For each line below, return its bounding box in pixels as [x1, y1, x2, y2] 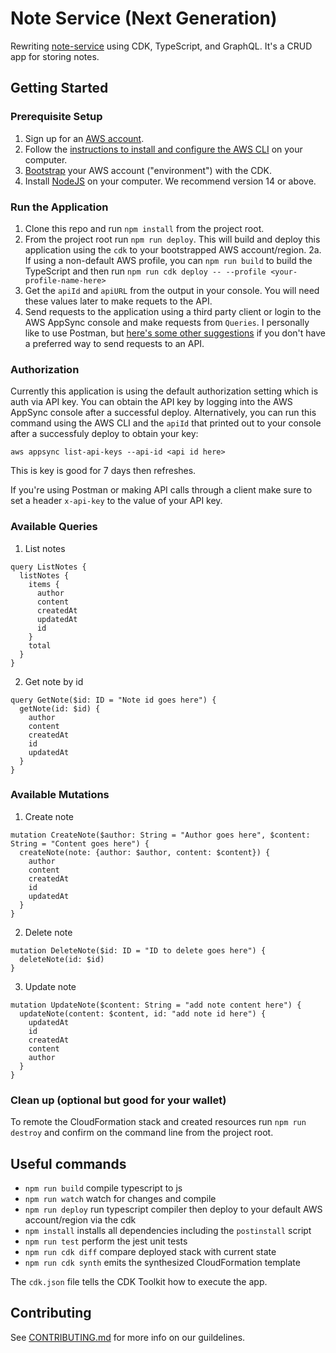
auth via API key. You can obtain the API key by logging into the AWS [10, 396, 293, 408]
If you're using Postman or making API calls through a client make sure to [10, 484, 313, 496]
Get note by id [24, 675, 84, 687]
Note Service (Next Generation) [10, 7, 278, 30]
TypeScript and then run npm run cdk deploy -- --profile [24, 265, 267, 277]
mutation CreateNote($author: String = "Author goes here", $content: [10, 830, 311, 840]
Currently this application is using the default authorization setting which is [10, 385, 319, 397]
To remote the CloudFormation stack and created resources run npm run [10, 1116, 307, 1128]
